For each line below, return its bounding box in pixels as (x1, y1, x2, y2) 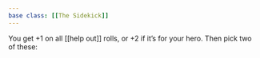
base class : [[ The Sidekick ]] (8, 11, 110, 20)
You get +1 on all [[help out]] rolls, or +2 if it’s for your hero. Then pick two (8, 33, 252, 43)
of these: (8, 41, 38, 52)
